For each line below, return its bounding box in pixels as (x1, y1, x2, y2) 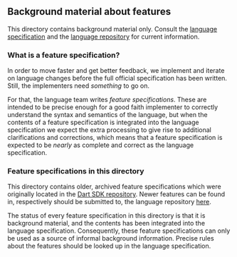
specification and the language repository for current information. (7, 32, 200, 41)
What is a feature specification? (7, 50, 120, 60)
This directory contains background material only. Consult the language (7, 24, 218, 33)
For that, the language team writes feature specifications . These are (7, 96, 207, 104)
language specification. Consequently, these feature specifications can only (7, 226, 231, 235)
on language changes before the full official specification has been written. (7, 74, 228, 83)
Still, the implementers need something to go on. (7, 81, 150, 90)
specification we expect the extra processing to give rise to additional (7, 126, 211, 134)
